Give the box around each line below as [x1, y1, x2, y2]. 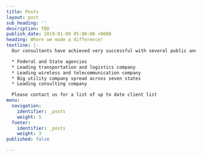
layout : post [6, 14, 39, 20]
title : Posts [6, 8, 39, 15]
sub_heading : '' [6, 20, 47, 26]
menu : [6, 97, 20, 104]
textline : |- [6, 43, 39, 49]
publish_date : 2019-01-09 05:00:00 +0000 [6, 31, 112, 37]
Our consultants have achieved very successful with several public [11, 48, 187, 54]
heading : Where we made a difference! [6, 37, 103, 43]
